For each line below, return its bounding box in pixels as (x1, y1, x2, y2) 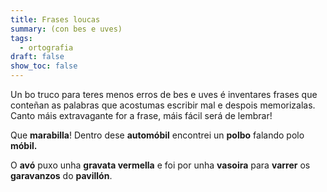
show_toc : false (10, 61, 78, 71)
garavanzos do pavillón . (10, 170, 113, 181)
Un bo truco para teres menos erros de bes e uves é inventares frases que (10, 89, 318, 100)
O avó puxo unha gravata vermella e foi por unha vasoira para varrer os (10, 159, 311, 171)
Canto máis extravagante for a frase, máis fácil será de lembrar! (10, 110, 273, 121)
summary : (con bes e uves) (10, 24, 123, 34)
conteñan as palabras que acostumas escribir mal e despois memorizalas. (10, 99, 316, 111)
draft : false (10, 52, 65, 62)
